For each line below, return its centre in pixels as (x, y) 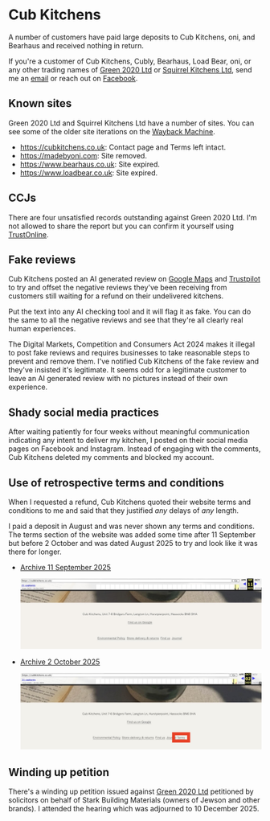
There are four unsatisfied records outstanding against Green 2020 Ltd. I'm (133, 217)
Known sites (40, 103)
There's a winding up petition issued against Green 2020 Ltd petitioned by (131, 791)
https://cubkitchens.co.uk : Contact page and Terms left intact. (123, 147)
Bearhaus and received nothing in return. (76, 45)
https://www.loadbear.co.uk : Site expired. (89, 172)
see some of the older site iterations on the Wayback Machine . (112, 131)
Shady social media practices (84, 412)
